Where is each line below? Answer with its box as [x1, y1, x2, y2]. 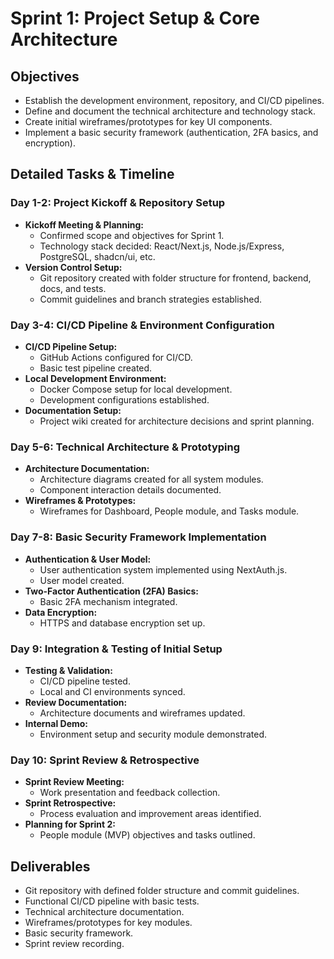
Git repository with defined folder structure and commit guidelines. [24, 884, 300, 896]
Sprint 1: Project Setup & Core [10, 7, 260, 30]
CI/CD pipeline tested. [39, 675, 131, 687]
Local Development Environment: [24, 372, 167, 384]
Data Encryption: [24, 606, 98, 618]
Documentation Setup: [24, 404, 122, 416]
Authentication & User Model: [24, 553, 152, 565]
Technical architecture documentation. [24, 905, 185, 917]
